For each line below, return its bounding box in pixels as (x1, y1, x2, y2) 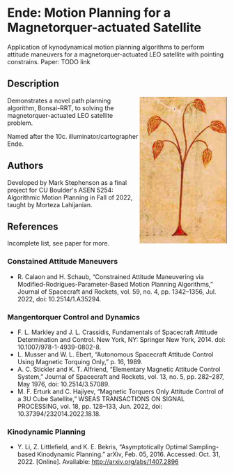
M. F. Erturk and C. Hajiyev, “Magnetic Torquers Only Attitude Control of (17, 387, 224, 396)
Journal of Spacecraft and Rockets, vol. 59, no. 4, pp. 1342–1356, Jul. (17, 287, 217, 296)
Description (7, 78, 59, 90)
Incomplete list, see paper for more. (7, 239, 110, 248)
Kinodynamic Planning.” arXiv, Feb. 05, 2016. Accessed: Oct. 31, (37, 450, 221, 458)
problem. (7, 119, 33, 127)
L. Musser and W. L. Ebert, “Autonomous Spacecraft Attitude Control (17, 350, 214, 359)
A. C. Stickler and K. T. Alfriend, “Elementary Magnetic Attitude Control (17, 365, 221, 373)
